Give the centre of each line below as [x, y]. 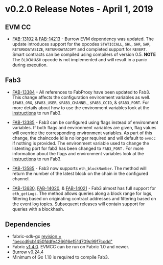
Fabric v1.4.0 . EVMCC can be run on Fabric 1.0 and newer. [71, 246]
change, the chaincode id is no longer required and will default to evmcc [84, 138]
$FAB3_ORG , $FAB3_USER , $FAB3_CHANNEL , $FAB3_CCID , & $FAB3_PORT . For [81, 102]
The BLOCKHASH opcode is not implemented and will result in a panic [80, 60]
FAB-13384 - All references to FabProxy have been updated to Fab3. [81, 92]
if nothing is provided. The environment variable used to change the [81, 143]
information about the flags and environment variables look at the [78, 153]
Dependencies [28, 225]
